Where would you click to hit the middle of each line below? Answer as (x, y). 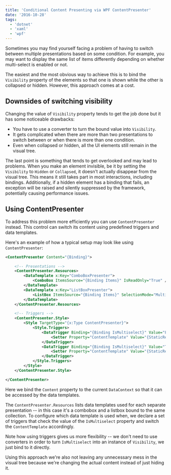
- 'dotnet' (21, 24)
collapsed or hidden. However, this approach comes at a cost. (70, 85)
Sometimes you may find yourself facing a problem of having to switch (79, 48)
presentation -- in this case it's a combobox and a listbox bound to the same (85, 410)
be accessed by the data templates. (43, 395)
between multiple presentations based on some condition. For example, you (85, 54)
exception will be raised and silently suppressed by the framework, (76, 187)
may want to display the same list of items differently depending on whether (85, 59)
